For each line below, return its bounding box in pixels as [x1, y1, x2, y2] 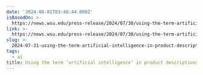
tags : [6, 48, 20, 54]
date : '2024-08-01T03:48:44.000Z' [6, 8, 94, 15]
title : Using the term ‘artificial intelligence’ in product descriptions [6, 59, 199, 65]
